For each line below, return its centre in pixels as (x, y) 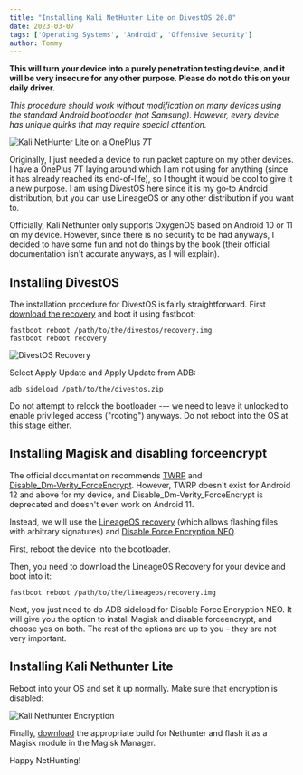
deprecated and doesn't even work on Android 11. (102, 504)
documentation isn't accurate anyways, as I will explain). (114, 254)
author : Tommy (36, 43)
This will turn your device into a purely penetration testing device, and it (147, 69)
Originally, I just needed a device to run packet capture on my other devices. (151, 160)
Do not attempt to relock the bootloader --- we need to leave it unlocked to (149, 406)
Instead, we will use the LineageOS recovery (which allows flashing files (144, 522)
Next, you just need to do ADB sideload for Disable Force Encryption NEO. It (151, 609)
